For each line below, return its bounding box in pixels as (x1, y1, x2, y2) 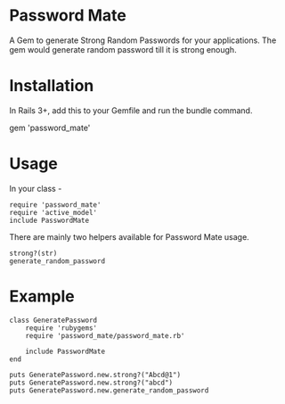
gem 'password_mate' (9, 122, 91, 133)
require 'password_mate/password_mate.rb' (25, 331, 185, 340)
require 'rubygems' (25, 323, 98, 333)
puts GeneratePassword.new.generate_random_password (9, 385, 209, 395)
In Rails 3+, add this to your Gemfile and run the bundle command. (9, 104, 253, 116)
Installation (9, 76, 94, 96)
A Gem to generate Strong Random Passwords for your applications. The (9, 35, 277, 45)
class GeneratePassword (9, 316, 98, 325)
